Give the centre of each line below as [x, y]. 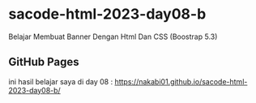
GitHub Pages [44, 62]
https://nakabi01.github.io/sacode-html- [181, 81]
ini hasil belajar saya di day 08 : [61, 81]
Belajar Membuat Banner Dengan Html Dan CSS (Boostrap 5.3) [113, 36]
